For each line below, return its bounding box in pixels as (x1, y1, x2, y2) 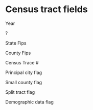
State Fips (5, 40, 27, 46)
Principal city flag (5, 69, 42, 76)
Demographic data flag (5, 99, 54, 105)
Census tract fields (5, 4, 88, 15)
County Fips (5, 50, 31, 56)
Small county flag (5, 79, 42, 85)
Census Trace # (5, 59, 39, 65)
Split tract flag (5, 89, 35, 95)
